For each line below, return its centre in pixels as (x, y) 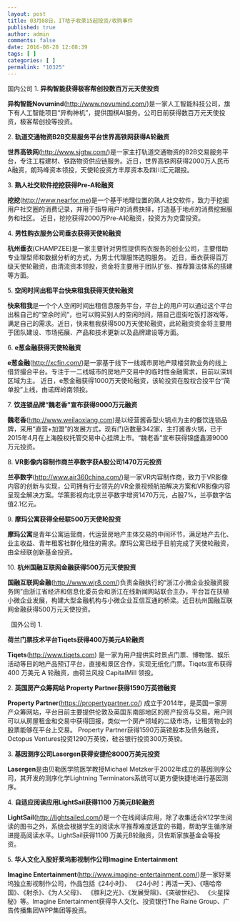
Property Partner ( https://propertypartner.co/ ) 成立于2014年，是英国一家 (114, 703)
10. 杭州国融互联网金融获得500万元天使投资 (72, 567)
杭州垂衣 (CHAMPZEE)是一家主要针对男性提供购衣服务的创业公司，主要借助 (118, 248)
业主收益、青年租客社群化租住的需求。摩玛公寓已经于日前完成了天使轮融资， (120, 543)
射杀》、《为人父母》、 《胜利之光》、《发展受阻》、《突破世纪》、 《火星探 (128, 892)
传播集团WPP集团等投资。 (52, 910)
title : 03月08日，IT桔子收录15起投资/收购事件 (70, 21)
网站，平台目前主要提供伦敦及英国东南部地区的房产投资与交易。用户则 (129, 712)
